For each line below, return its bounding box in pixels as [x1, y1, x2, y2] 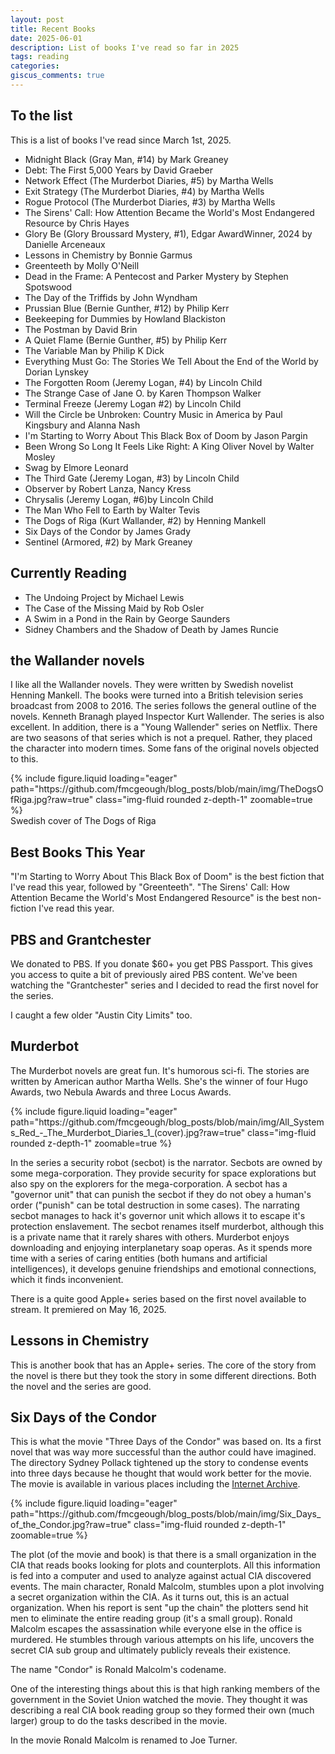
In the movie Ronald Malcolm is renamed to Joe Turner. [10, 1734, 238, 1746]
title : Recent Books [10, 24, 97, 34]
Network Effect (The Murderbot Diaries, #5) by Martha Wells [24, 174, 274, 186]
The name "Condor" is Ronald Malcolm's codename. [10, 1664, 227, 1676]
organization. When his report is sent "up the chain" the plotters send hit [10, 1602, 309, 1614]
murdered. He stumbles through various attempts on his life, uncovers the [10, 1634, 315, 1646]
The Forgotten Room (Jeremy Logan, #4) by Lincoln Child [24, 376, 263, 388]
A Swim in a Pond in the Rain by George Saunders [24, 612, 231, 625]
